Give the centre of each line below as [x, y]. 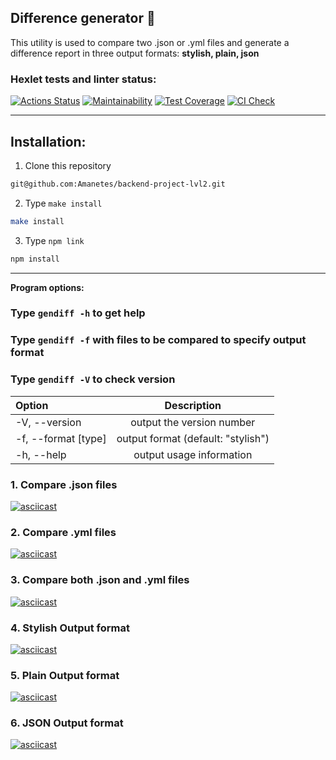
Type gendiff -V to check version [93, 379]
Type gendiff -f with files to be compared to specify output [158, 340]
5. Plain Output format [65, 675]
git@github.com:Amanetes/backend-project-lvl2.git [118, 184]
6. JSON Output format [67, 723]
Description [193, 405]
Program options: [47, 287]
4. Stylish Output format [70, 628]
